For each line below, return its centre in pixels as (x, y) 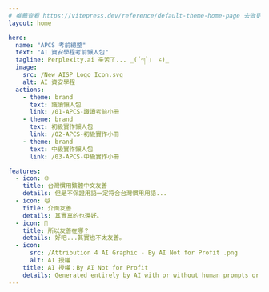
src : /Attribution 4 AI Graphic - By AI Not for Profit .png (134, 253)
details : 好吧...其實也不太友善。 (74, 238)
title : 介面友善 (47, 208)
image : (26, 68)
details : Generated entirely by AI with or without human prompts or (141, 275)
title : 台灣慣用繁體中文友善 (65, 186)
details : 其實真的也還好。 (63, 216)
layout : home (30, 23)
